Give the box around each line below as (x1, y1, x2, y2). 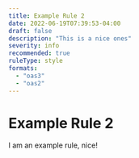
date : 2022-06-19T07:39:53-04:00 (8, 19, 121, 27)
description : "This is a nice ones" (8, 34, 132, 43)
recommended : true (8, 49, 70, 57)
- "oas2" (15, 79, 45, 87)
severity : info (8, 42, 60, 50)
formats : (8, 64, 38, 73)
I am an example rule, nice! (8, 140, 99, 150)
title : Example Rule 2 (8, 11, 85, 20)
